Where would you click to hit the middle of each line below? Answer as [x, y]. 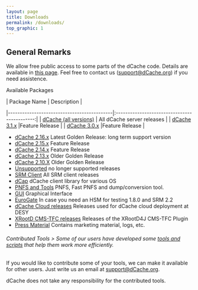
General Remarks [39, 52]
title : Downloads [27, 17]
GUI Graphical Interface [43, 194]
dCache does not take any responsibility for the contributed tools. [86, 281]
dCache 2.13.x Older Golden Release [59, 156]
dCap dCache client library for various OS [66, 181]
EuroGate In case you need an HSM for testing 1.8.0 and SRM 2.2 [94, 200]
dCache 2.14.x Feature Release [52, 150]
